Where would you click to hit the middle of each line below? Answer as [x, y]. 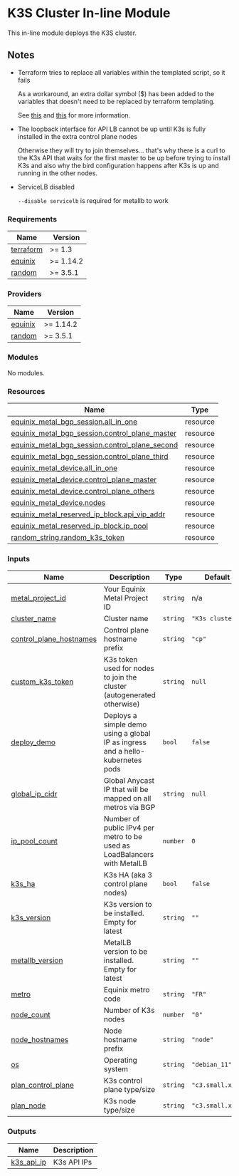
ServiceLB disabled [46, 187]
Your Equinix [124, 589]
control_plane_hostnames [54, 639]
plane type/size [129, 1090]
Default [217, 577]
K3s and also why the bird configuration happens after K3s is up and [118, 165]
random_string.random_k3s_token [68, 537]
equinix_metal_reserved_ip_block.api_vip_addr [88, 514]
